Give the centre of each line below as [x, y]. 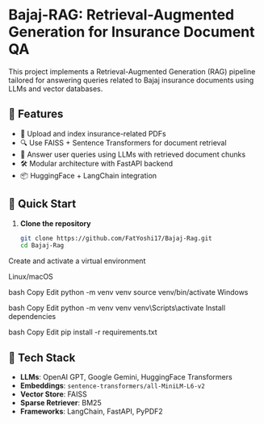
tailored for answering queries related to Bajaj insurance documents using [131, 80]
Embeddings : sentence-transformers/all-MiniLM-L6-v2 [113, 386]
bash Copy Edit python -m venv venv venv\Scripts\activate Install [117, 308]
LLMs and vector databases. [56, 88]
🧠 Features [36, 114]
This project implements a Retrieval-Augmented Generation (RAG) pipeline [132, 71]
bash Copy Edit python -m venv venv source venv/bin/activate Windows [128, 292]
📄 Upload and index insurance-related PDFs [93, 133]
